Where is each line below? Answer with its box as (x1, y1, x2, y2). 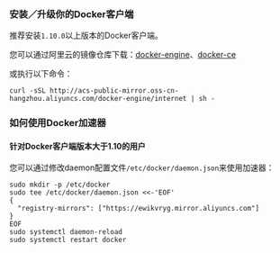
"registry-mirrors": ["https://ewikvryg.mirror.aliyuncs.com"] (17, 204, 259, 213)
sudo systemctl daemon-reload (9, 228, 123, 237)
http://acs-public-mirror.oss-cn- (49, 86, 179, 95)
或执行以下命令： (9, 68, 73, 79)
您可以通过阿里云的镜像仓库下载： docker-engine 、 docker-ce (9, 50, 237, 60)
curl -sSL (9, 86, 47, 95)
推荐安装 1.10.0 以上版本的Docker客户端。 (9, 30, 164, 41)
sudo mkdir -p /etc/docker (9, 180, 111, 190)
